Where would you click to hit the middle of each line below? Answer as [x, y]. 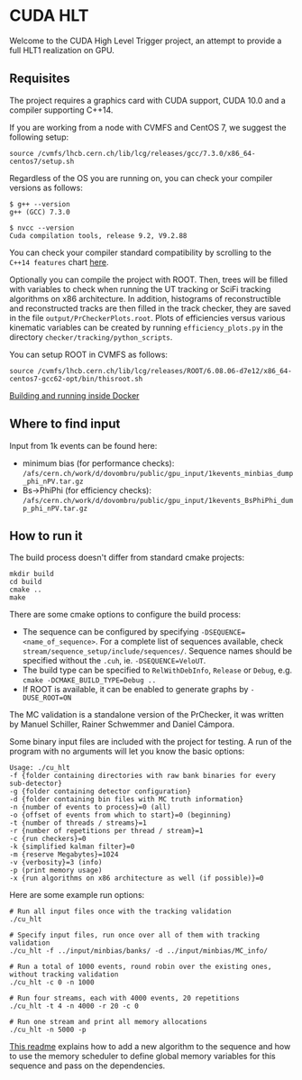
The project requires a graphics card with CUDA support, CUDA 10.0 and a [147, 100]
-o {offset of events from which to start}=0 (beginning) [120, 815]
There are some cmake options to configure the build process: [125, 615]
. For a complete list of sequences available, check [189, 642]
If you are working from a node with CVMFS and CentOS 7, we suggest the [148, 127]
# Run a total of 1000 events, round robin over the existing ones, [141, 967]
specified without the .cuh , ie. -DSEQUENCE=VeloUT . [114, 661]
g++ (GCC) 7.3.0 [40, 212]
